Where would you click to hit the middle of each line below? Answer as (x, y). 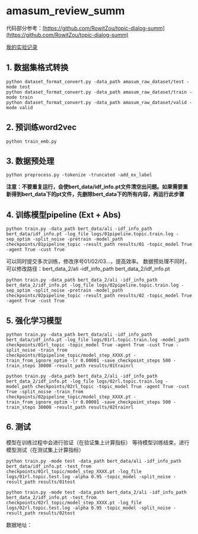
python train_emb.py (32, 141)
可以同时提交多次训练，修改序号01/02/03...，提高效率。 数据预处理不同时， (98, 261)
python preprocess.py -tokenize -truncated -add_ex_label (79, 175)
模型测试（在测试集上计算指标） (45, 450)
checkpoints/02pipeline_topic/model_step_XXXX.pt (69, 397)
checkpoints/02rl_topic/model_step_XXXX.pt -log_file (74, 503)
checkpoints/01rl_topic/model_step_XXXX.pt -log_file (74, 471)
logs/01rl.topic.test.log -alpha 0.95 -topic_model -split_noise (88, 476)
